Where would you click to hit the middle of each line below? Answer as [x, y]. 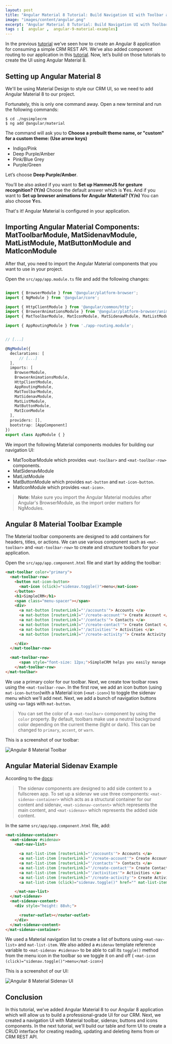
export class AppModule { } [35, 434]
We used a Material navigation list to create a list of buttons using [74, 939]
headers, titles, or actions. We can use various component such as [76, 542]
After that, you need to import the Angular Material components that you [81, 263]
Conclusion [24, 997]
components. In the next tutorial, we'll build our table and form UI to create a [86, 1026]
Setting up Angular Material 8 [53, 76]
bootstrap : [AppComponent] [39, 425]
